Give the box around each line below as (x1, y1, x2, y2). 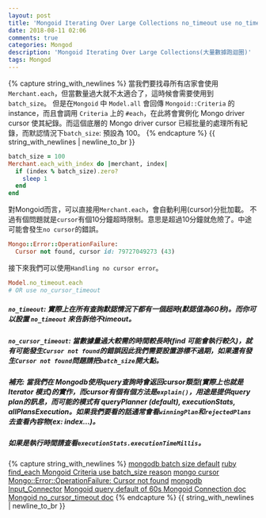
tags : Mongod (8, 56, 51, 64)
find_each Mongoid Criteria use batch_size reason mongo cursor (8, 467, 220, 477)
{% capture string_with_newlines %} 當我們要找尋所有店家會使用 (8, 79, 219, 88)
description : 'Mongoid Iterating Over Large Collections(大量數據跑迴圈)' (8, 48, 252, 56)
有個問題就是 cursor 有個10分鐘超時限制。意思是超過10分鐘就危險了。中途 (14, 215, 253, 224)
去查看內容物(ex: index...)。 (8, 416, 101, 426)
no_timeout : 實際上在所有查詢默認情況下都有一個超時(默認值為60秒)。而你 (8, 305, 249, 314)
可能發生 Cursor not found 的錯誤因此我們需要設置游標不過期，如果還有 (14, 346, 245, 355)
